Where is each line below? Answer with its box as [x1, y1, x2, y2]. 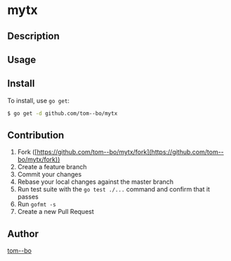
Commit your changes [17, 170, 82, 179]
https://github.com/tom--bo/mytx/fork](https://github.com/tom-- [37, 148, 225, 156]
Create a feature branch [17, 163, 87, 171]
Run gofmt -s [17, 200, 56, 208]
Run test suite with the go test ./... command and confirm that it [17, 185, 211, 194]
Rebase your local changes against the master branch [17, 178, 174, 186]
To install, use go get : [7, 96, 70, 105]
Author [7, 227, 39, 240]
